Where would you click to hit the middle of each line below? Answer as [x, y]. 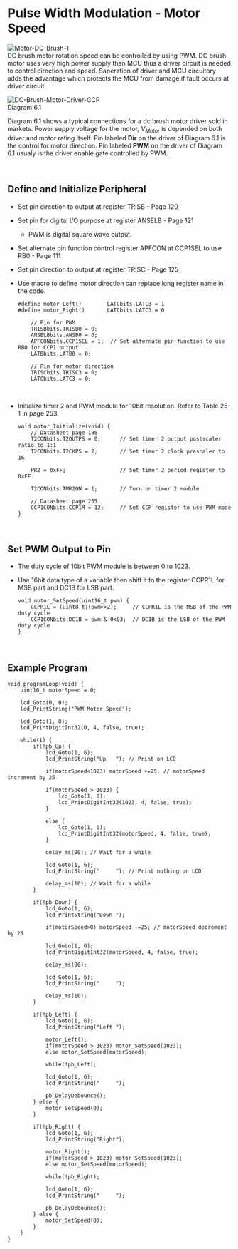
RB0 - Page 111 [39, 255]
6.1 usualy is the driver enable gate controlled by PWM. [88, 153]
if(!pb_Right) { [57, 1127]
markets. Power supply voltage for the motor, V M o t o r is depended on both [115, 129]
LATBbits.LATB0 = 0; [61, 354]
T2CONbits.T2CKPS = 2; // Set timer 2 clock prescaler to [128, 451]
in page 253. [40, 413]
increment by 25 [31, 778]
